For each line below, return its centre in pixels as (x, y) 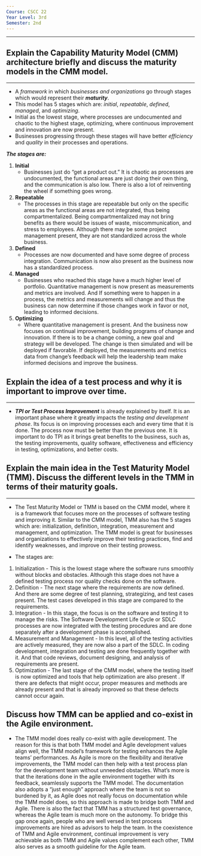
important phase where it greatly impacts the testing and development (101, 418)
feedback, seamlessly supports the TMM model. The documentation (99, 783)
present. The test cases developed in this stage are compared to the (99, 600)
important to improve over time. (67, 391)
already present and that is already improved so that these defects (97, 689)
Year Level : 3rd (26, 17)
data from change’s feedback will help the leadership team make (103, 356)
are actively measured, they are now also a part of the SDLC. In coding (102, 645)
